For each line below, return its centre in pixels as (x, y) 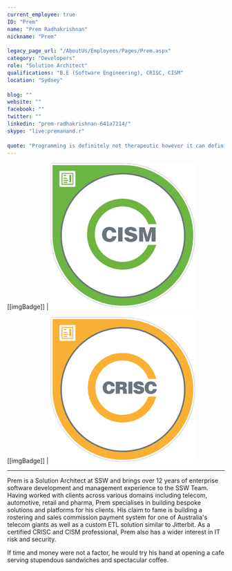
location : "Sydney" (35, 80)
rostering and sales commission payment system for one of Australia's (107, 517)
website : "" (24, 102)
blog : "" (20, 95)
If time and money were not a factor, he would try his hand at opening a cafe (116, 553)
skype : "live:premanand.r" (46, 131)
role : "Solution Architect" (48, 66)
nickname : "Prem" (32, 37)
